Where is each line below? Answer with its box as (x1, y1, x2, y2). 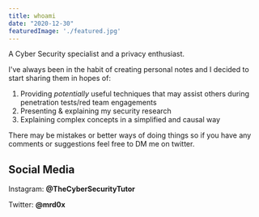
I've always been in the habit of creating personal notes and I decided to (8, 65, 249, 74)
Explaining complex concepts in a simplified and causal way (19, 115, 221, 125)
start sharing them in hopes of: (8, 74, 112, 83)
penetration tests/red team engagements (19, 98, 157, 108)
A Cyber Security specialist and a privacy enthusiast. (8, 49, 185, 59)
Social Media (8, 163, 75, 177)
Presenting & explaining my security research (19, 106, 172, 116)
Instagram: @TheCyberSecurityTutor (8, 184, 135, 194)
